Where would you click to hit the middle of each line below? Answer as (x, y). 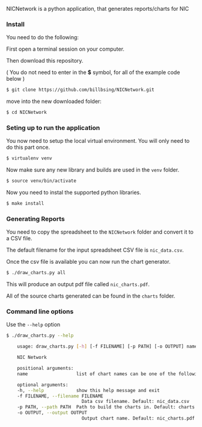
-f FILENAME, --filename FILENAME (60, 396)
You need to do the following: (43, 37)
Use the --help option (33, 325)
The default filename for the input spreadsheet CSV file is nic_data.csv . (95, 250)
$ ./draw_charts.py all (36, 273)
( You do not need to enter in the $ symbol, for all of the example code (93, 72)
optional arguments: (43, 385)
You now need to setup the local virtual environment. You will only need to (98, 141)
